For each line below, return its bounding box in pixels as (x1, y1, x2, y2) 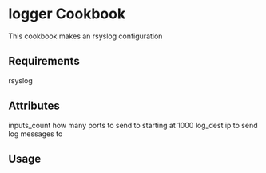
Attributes (8, 99, 60, 113)
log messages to (8, 129, 63, 139)
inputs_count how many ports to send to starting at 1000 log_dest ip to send (8, 120, 258, 130)
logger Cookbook (8, 5, 126, 23)
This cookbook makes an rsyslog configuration (8, 31, 163, 41)
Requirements (8, 54, 80, 68)
